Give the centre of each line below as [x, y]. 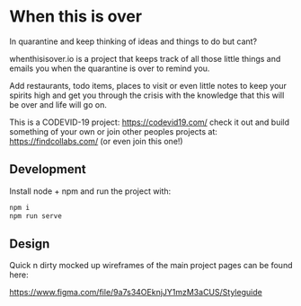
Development [48, 169]
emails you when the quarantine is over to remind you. [110, 68]
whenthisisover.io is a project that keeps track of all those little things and [145, 58]
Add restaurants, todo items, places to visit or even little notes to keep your [148, 85]
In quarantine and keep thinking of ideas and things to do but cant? [133, 41]
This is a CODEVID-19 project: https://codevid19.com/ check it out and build [150, 122]
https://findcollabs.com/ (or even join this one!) [96, 141]
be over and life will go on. [58, 104]
